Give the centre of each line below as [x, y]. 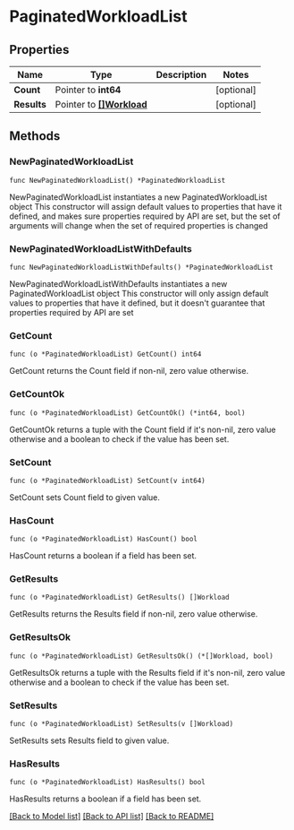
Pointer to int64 [88, 90]
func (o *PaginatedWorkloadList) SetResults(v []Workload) [122, 724]
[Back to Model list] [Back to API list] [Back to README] [112, 817]
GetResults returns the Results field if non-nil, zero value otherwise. [134, 614]
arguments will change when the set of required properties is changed [139, 225]
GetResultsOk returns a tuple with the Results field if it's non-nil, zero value [147, 672]
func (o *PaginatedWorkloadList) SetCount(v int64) [107, 480]
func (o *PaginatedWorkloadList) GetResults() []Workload [119, 598]
